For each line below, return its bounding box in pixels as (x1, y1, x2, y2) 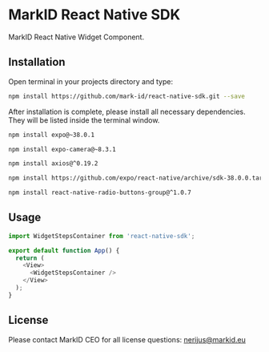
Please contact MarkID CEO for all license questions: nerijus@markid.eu (8, 334, 247, 344)
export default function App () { (8, 246, 120, 254)
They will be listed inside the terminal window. (8, 115, 160, 125)
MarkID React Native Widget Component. (8, 32, 145, 42)
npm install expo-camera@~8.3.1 (8, 145, 116, 153)
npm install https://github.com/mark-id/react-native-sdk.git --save (8, 92, 246, 100)
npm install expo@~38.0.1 (8, 131, 94, 139)
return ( (15, 254, 45, 262)
